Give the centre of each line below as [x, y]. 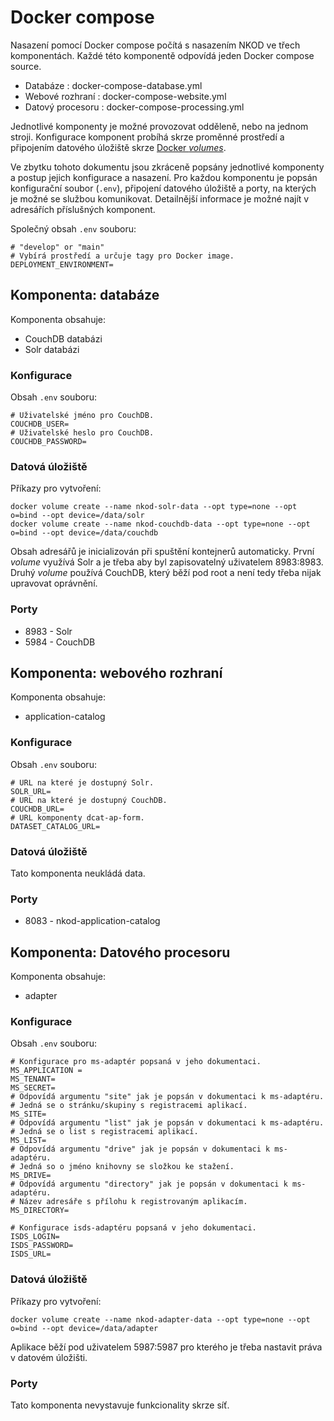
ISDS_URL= [31, 1254]
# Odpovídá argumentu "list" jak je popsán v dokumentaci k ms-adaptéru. [167, 1123]
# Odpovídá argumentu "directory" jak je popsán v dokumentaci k [149, 1184]
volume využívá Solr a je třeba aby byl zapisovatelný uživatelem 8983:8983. [167, 562]
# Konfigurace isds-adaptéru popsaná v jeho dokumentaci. [133, 1228]
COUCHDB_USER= [40, 424]
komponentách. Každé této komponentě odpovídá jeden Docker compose [162, 55]
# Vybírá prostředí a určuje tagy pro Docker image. [122, 256]
